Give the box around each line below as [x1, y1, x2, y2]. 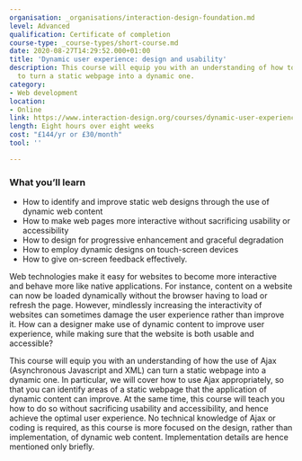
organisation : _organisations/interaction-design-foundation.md [9, 13, 255, 22]
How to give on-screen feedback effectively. [22, 253, 188, 265]
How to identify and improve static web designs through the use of [22, 197, 270, 208]
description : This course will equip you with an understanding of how [9, 64, 283, 73]
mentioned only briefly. [9, 441, 95, 452]
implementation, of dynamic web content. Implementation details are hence [9, 432, 289, 443]
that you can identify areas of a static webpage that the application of [9, 384, 267, 395]
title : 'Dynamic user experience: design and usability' [9, 55, 227, 64]
